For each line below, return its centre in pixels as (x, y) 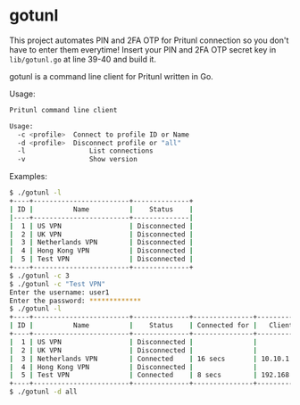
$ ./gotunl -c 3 (39, 276)
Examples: (28, 177)
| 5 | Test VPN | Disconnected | (101, 260)
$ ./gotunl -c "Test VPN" (57, 284)
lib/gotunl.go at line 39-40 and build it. (83, 59)
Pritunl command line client (63, 110)
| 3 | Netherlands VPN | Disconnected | (101, 243)
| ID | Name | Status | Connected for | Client (151, 326)
